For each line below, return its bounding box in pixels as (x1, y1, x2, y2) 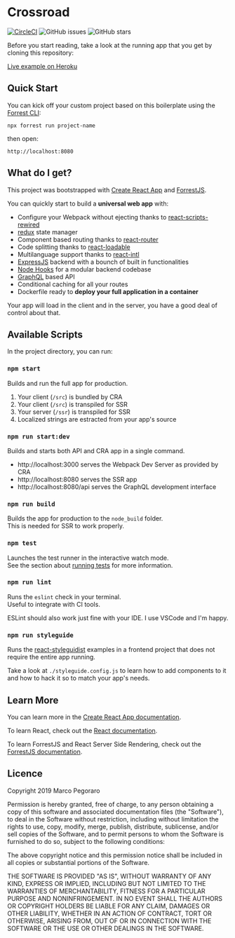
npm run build (7, 500, 55, 508)
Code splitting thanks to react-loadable (17, 243, 131, 251)
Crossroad (7, 4, 70, 20)
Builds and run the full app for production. (7, 379, 128, 387)
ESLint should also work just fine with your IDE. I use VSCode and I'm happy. (7, 613, 229, 622)
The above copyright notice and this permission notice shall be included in (7, 850, 222, 859)
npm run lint (7, 578, 52, 587)
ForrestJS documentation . (7, 747, 83, 756)
